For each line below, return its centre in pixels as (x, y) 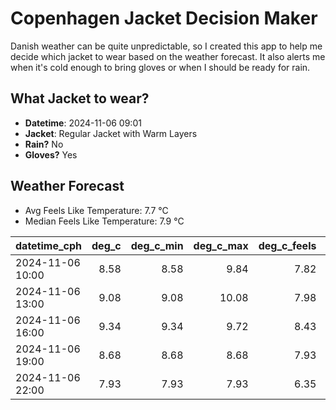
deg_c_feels (287, 245)
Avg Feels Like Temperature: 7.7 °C (96, 210)
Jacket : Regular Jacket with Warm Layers (111, 133)
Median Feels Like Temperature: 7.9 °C (104, 221)
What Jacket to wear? (80, 98)
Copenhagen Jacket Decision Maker (164, 18)
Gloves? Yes (51, 154)
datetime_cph (49, 245)
